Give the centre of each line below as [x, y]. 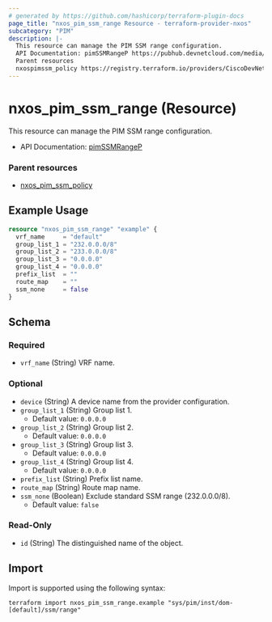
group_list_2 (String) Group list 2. [76, 427]
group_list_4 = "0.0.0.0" [59, 267]
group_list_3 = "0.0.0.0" [59, 260]
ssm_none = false [52, 289]
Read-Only [30, 525]
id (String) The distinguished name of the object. [102, 543]
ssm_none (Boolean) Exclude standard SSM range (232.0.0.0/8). [125, 496]
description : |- [36, 38]
